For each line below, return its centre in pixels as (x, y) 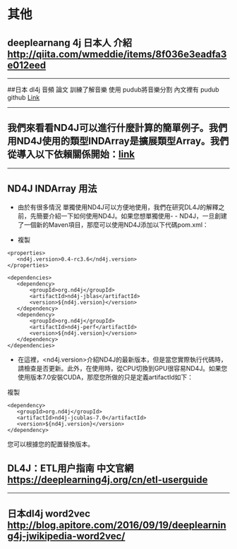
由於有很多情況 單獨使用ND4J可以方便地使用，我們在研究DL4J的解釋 (118, 207)
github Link (24, 97)
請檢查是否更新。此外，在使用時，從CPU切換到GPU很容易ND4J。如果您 (122, 368)
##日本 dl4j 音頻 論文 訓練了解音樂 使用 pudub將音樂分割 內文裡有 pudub (114, 90)
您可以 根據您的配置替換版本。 (50, 444)
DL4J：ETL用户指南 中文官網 (71, 468)
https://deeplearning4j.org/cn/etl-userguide (108, 480)
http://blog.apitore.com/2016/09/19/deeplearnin (117, 525)
